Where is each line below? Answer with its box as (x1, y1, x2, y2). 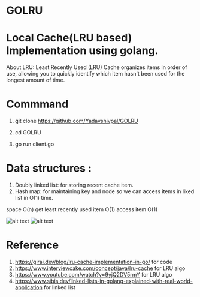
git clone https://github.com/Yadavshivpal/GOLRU (14, 118, 139, 125)
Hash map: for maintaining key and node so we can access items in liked (14, 188, 195, 195)
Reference (6, 238, 59, 252)
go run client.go (14, 140, 54, 148)
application (14, 283, 43, 291)
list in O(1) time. (14, 194, 54, 201)
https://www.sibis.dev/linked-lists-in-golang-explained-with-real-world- (14, 277, 193, 284)
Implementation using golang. (6, 44, 159, 58)
